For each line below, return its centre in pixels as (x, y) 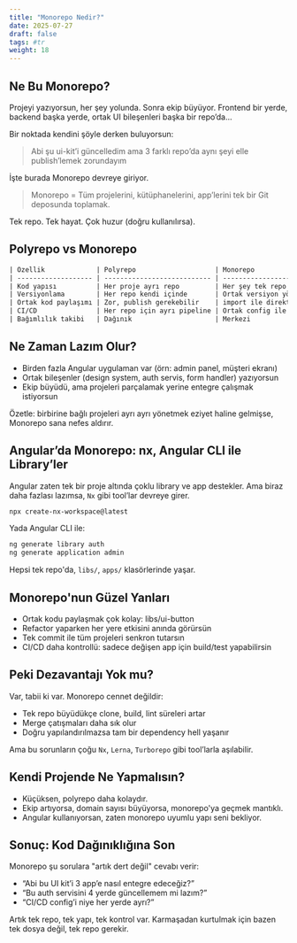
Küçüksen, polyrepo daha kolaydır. (85, 799)
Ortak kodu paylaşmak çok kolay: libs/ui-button (108, 618)
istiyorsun (40, 396)
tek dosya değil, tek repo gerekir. (69, 929)
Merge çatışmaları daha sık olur (79, 723)
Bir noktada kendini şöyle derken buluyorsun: (91, 134)
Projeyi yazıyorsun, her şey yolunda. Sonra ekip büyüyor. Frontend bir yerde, (148, 107)
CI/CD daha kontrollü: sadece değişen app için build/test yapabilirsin (147, 646)
